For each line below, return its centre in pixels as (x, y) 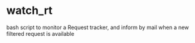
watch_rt (30, 11)
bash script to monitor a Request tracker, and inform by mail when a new (98, 27)
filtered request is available (40, 33)
